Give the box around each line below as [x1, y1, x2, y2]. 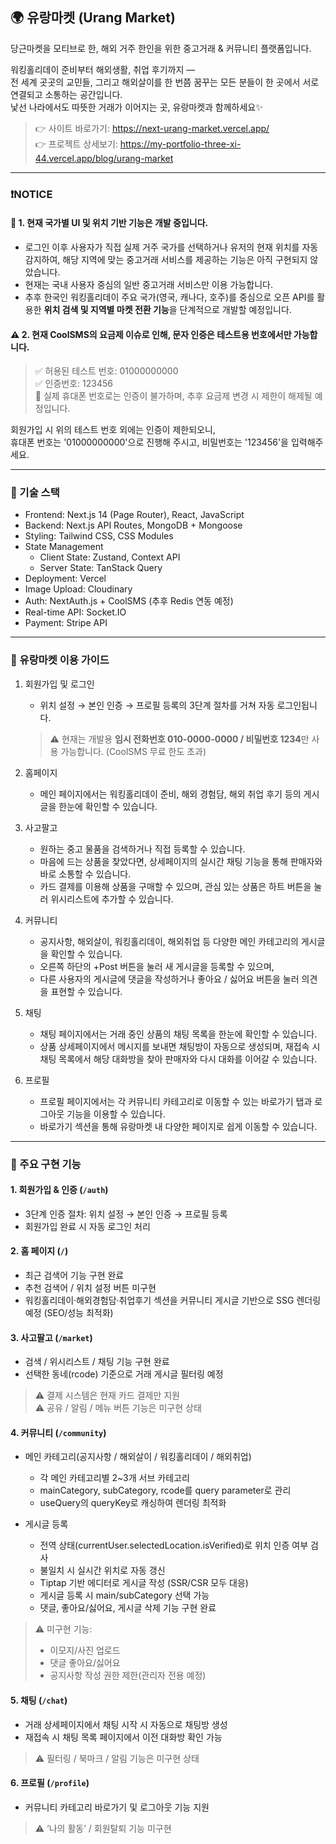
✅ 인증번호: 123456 [34, 378, 113, 390]
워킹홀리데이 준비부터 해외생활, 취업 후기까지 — [10, 63, 196, 75]
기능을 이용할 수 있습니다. [66, 1108, 166, 1120]
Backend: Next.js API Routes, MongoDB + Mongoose [24, 519, 243, 532]
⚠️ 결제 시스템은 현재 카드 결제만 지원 [34, 1389, 180, 1402]
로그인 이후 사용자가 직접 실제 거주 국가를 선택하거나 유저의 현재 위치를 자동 [24, 241, 319, 253]
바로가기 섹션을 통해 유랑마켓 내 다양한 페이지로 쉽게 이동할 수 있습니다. [39, 1120, 318, 1132]
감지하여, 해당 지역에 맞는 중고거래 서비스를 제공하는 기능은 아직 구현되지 [24, 253, 308, 265]
